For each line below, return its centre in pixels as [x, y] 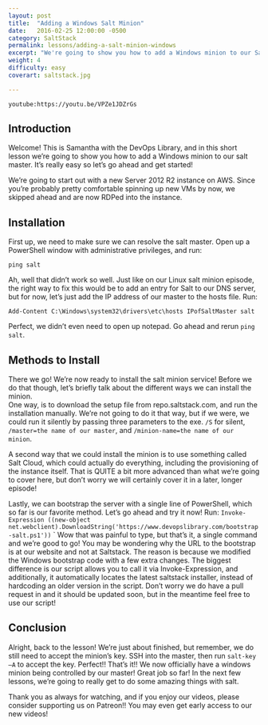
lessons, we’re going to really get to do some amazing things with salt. [124, 681]
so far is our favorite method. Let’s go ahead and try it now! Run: [114, 512]
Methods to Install [54, 360]
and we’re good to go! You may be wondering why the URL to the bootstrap [132, 543]
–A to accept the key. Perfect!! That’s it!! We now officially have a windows [130, 664]
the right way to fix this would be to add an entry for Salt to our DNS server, [132, 288]
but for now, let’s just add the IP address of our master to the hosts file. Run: [133, 297]
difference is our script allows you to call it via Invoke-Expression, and [123, 569]
